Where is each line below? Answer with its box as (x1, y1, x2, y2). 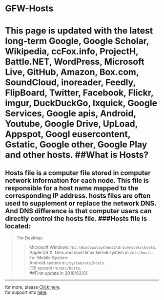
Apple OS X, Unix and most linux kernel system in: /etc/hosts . (29, 249, 153, 256)
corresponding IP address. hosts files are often (5, 191, 151, 200)
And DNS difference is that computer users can (5, 206, 152, 215)
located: (5, 222, 31, 230)
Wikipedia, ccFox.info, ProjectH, (5, 46, 139, 57)
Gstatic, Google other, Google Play (5, 139, 147, 150)
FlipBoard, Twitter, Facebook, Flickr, (5, 87, 154, 98)
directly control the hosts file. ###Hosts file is (5, 214, 147, 223)
